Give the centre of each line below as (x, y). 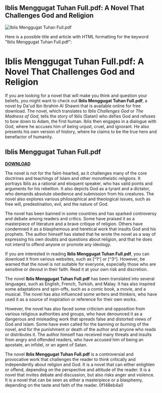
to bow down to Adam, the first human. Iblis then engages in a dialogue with (81, 121)
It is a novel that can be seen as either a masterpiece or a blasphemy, (74, 380)
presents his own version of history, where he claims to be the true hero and (81, 131)
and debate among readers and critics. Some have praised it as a (70, 218)
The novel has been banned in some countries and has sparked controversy (81, 213)
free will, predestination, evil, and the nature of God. (57, 204)
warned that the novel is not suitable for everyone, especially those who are (81, 264)
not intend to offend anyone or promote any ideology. (58, 244)
